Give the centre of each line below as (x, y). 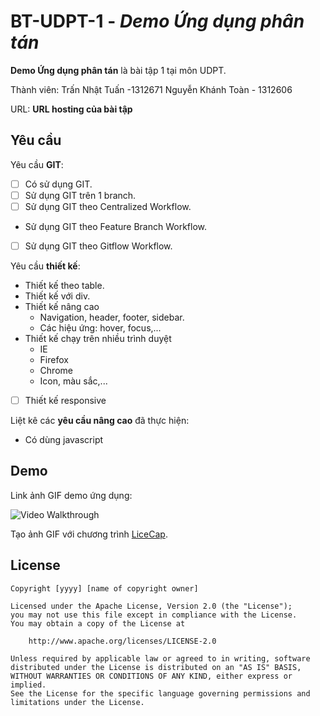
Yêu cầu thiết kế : (45, 266)
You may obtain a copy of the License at (98, 623)
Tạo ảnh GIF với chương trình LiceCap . (89, 534)
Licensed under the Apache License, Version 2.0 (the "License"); (151, 606)
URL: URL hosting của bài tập (71, 109)
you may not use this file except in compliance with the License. (154, 615)
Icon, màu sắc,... (73, 381)
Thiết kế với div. (57, 296)
